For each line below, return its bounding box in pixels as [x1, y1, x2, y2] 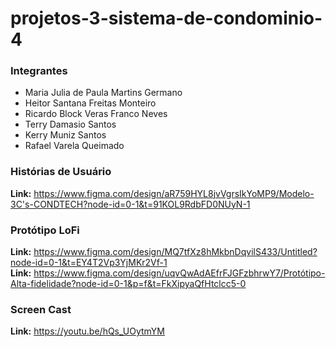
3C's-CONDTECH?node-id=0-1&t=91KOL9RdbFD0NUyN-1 [10, 198, 251, 210]
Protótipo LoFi [10, 223, 80, 237]
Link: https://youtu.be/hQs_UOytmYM [10, 325, 165, 337]
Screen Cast [10, 303, 72, 316]
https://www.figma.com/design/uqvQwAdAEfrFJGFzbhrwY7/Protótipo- [33, 267, 326, 279]
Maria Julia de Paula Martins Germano [24, 87, 183, 99]
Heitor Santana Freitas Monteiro [24, 97, 157, 109]
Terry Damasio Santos [24, 118, 117, 131]
